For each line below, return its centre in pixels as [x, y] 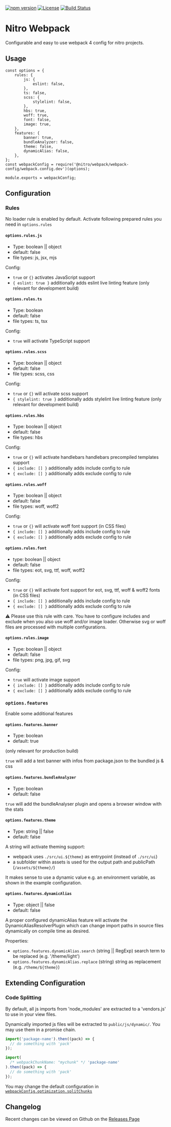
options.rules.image [27, 638]
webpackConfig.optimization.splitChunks [49, 1091]
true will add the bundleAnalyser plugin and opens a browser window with [83, 804]
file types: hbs [28, 437]
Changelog [23, 1107]
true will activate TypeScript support [51, 341]
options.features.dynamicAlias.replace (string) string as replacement [87, 961]
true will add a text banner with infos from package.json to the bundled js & [85, 761]
